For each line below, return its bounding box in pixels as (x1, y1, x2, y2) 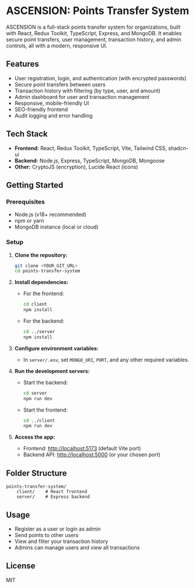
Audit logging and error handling (14, 112, 93, 119)
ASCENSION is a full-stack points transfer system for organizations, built (6, 23, 181, 30)
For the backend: (23, 317, 64, 324)
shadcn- (168, 145, 189, 152)
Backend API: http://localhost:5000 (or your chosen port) (23, 451, 161, 458)
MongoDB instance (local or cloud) (14, 224, 99, 231)
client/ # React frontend (16, 489, 88, 495)
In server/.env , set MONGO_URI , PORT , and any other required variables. (23, 356, 190, 363)
